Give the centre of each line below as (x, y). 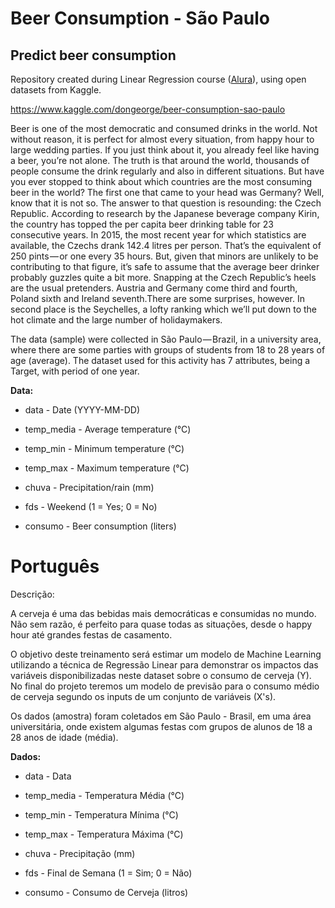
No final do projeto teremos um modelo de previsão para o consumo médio (165, 686)
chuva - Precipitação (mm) (80, 853)
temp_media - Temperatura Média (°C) (104, 795)
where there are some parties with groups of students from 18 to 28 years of (168, 350)
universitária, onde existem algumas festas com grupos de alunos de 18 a (161, 726)
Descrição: (32, 594)
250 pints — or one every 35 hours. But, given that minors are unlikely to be (164, 256)
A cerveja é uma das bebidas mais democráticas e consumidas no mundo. (163, 613)
